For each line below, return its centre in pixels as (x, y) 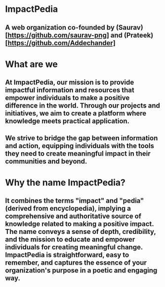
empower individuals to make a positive (67, 98)
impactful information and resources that (70, 90)
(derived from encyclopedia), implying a (68, 208)
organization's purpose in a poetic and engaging (81, 270)
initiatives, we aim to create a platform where (76, 113)
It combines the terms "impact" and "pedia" (75, 201)
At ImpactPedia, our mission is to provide (70, 83)
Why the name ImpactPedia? (65, 182)
